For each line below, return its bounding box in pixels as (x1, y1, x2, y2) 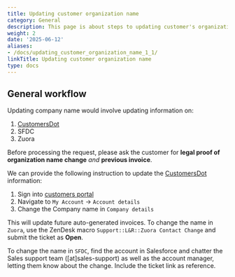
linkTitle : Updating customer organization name (7, 56, 152, 63)
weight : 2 (7, 29, 36, 37)
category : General (7, 17, 61, 24)
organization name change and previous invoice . (7, 156, 152, 164)
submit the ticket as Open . (7, 233, 84, 241)
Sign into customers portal (17, 190, 94, 199)
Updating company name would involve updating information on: (7, 106, 194, 115)
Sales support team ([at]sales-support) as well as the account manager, (7, 254, 215, 262)
